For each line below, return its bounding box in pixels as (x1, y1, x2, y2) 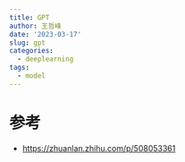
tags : (9, 64, 29, 72)
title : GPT (9, 13, 50, 22)
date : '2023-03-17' (9, 30, 82, 38)
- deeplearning (17, 55, 74, 64)
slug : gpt (9, 38, 46, 47)
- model (17, 72, 46, 81)
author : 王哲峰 (9, 21, 62, 30)
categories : (9, 47, 54, 55)
